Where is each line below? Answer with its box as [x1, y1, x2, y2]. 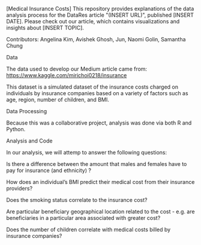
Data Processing [6, 108, 47, 114]
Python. [6, 126, 26, 132]
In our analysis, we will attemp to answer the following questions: [6, 149, 167, 156]
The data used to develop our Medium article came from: [6, 65, 148, 72]
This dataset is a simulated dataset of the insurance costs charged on [6, 83, 179, 90]
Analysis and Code [6, 137, 53, 144]
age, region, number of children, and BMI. [6, 96, 109, 103]
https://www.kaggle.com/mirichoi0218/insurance [6, 72, 127, 78]
